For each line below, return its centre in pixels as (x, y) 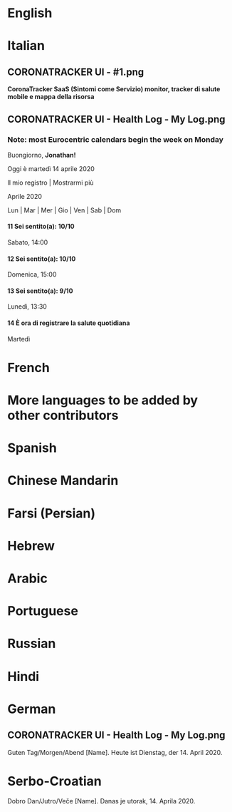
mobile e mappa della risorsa (51, 97)
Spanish (32, 448)
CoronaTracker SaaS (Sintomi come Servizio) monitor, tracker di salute (114, 89)
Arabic (27, 578)
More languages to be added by (102, 400)
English (30, 13)
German (32, 709)
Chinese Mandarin (63, 481)
